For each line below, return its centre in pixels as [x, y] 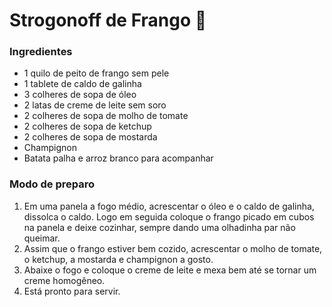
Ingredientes [41, 52]
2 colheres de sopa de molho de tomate [106, 116]
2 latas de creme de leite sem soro [95, 105]
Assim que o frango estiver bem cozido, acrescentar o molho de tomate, [173, 248]
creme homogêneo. [64, 280]
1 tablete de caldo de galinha [82, 84]
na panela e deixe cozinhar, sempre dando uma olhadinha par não [159, 227]
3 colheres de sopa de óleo [80, 95]
